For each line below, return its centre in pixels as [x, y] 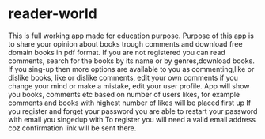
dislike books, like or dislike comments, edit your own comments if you [123, 77]
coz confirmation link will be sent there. [72, 128]
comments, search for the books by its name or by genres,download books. [131, 61]
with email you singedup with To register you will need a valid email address [132, 119]
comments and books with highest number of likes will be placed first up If [130, 103]
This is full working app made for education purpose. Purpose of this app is [131, 36]
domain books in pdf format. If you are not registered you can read [117, 52]
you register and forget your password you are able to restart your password [133, 111]
